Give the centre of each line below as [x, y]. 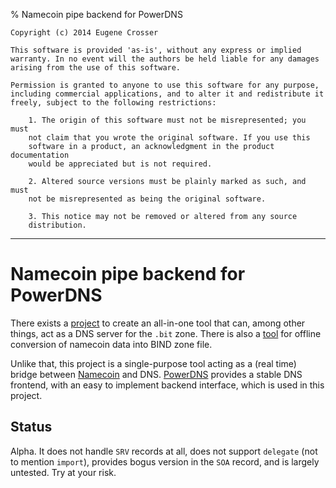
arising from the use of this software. [96, 68]
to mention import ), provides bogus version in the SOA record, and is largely [165, 461]
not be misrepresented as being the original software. [147, 199]
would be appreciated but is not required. [120, 164]
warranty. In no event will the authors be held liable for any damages [165, 59]
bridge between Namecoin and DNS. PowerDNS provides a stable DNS [156, 374]
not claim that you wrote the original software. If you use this [169, 138]
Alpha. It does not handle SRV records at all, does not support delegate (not [164, 451]
